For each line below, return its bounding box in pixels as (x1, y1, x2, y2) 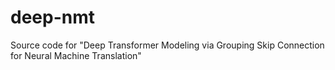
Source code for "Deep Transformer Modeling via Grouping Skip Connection (10, 39, 325, 51)
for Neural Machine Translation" (10, 49, 142, 61)
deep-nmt (10, 6, 95, 29)
